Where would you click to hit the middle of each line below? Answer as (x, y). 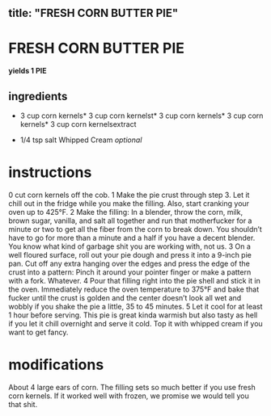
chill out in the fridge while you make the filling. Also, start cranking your (129, 203)
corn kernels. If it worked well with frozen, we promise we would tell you (129, 396)
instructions (50, 172)
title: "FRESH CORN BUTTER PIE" (93, 13)
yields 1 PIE (28, 71)
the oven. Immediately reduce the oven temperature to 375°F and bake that (134, 289)
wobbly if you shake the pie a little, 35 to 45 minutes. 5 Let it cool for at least (135, 306)
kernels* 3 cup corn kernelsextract (78, 124)
